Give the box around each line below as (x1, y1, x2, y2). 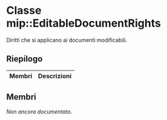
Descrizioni (38, 72, 72, 80)
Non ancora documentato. (6, 108, 73, 115)
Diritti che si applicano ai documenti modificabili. (6, 36, 128, 43)
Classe (6, 4, 42, 17)
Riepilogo (6, 54, 43, 64)
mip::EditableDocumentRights (6, 16, 162, 30)
